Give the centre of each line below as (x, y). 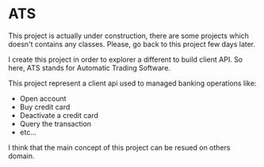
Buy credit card (45, 107)
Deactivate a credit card (59, 115)
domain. (21, 156)
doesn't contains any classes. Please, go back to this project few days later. (132, 44)
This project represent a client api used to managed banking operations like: (132, 83)
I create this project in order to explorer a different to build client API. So (126, 59)
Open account (43, 98)
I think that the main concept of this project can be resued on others (119, 147)
